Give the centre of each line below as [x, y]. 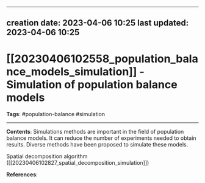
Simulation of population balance [92, 84]
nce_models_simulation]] [72, 71]
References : [22, 174]
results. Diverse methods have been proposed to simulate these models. [97, 145]
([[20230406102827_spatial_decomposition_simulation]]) [78, 163]
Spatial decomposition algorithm [47, 156]
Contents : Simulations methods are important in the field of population [95, 132]
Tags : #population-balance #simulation [56, 114]
